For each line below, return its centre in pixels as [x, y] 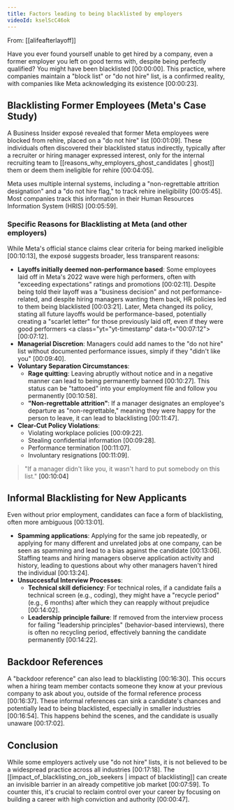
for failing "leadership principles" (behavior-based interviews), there [126, 625]
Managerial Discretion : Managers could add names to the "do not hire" [120, 343]
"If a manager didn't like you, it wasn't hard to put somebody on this [122, 469]
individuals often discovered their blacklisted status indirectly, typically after [116, 148]
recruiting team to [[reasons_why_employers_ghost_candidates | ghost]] [111, 163]
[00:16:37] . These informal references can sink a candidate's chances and [114, 701]
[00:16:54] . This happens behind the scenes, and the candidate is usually [113, 716]
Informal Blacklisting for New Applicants [97, 498]
